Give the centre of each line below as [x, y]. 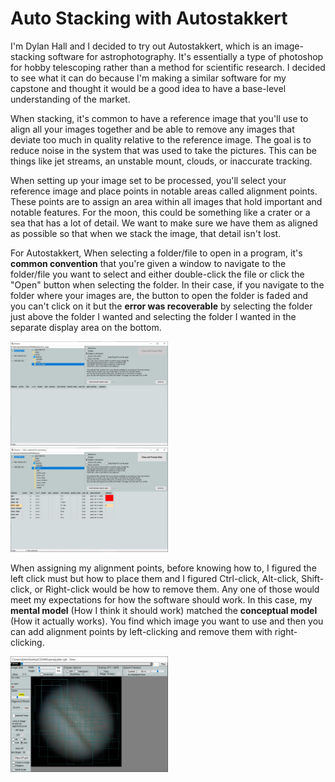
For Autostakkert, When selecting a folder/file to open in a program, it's [156, 253]
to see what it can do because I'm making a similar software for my [148, 78]
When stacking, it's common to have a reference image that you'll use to [159, 118]
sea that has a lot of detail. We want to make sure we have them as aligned [164, 223]
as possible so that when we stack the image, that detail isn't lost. [146, 233]
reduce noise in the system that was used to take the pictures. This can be [163, 150]
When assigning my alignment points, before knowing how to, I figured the [163, 568]
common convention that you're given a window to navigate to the [148, 263]
